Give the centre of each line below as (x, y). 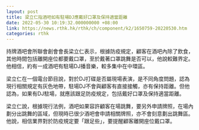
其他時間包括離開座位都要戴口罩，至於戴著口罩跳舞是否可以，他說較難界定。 (100, 59)
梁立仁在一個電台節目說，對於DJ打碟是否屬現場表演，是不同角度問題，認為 (98, 79)
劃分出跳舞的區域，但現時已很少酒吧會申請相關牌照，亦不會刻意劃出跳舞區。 (100, 114)
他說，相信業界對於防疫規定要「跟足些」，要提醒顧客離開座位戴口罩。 (91, 121)
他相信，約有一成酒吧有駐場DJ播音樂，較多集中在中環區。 (77, 66)
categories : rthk (28, 34)
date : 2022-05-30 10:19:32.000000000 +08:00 (62, 23)
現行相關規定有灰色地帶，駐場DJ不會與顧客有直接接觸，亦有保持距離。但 (96, 86)
